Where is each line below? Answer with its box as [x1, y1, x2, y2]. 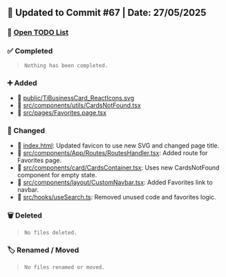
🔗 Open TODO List [7, 28, 69, 37]
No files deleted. [23, 229, 77, 236]
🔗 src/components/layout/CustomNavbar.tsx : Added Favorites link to [17, 178, 213, 187]
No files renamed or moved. [23, 264, 105, 271]
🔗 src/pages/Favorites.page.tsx [17, 108, 107, 116]
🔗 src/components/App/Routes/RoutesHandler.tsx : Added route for [17, 149, 208, 157]
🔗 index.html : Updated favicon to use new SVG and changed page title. [17, 141, 220, 150]
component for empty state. [17, 171, 97, 179]
